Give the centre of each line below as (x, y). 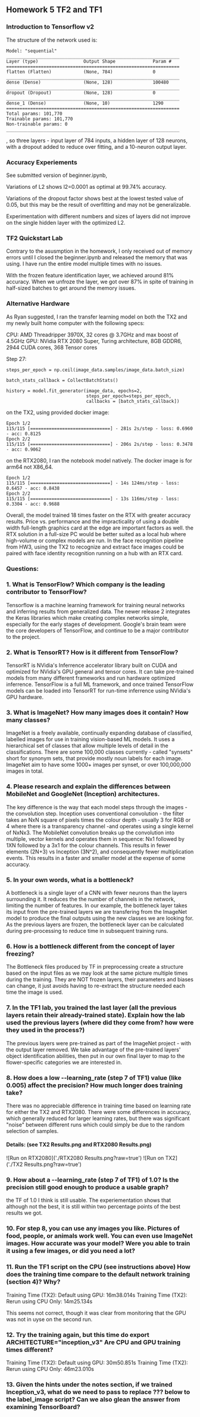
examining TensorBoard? (43, 1407)
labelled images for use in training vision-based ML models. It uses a (90, 739)
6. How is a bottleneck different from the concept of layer (90, 946)
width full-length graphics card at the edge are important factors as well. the (100, 528)
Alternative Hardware (38, 304)
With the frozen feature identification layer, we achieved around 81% (90, 276)
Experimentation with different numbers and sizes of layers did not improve (98, 216)
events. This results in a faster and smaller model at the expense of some (96, 858)
